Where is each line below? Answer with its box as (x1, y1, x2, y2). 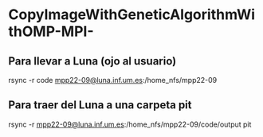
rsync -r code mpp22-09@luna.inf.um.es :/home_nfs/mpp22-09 (8, 76, 218, 84)
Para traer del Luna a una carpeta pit (8, 98, 193, 112)
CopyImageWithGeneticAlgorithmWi (8, 6, 256, 24)
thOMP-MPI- (8, 22, 94, 41)
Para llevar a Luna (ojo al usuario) (8, 54, 177, 68)
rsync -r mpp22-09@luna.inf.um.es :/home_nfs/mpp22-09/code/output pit (8, 119, 252, 129)
